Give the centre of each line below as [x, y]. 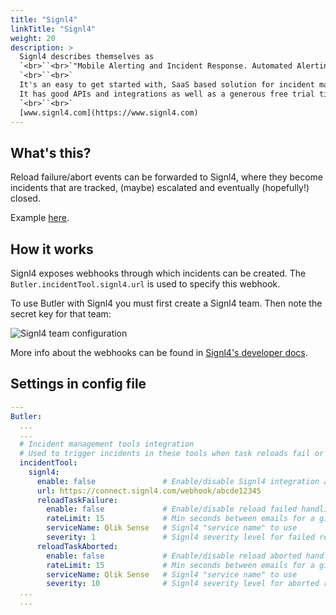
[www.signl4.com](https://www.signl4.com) [109, 112]
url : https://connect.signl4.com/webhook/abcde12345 [149, 491]
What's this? [51, 152]
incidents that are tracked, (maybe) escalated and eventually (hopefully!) [160, 188]
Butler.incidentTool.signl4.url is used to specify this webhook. [145, 284]
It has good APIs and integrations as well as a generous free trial [167, 94]
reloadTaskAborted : [77, 546]
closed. [25, 198]
